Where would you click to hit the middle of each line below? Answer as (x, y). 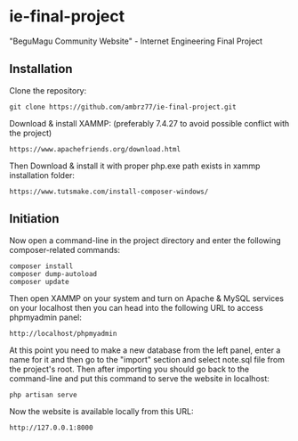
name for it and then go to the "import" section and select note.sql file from (147, 359)
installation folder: (42, 175)
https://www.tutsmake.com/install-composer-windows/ (109, 192)
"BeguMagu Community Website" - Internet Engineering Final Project (136, 41)
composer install (41, 266)
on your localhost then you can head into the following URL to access (137, 307)
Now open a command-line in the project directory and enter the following (145, 240)
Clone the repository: (48, 90)
